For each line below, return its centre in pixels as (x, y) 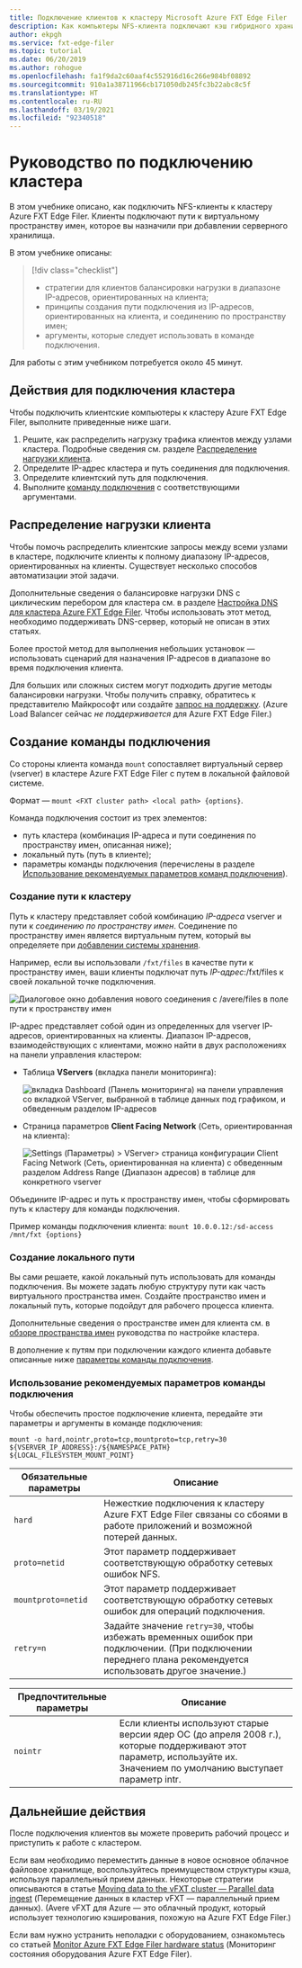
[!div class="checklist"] (75, 270)
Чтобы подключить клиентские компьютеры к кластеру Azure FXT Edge (148, 412)
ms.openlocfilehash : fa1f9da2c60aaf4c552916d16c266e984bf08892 (130, 76)
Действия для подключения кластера (122, 391)
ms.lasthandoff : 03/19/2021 (62, 110)
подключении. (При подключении (178, 1649)
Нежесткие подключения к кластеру (184, 1504)
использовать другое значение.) (175, 1671)
